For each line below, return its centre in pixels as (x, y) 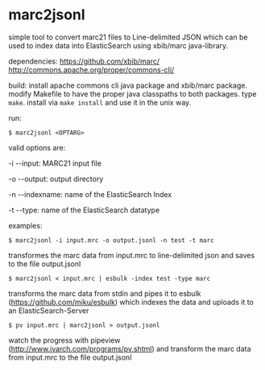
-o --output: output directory (56, 179)
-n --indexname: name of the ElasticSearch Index (90, 194)
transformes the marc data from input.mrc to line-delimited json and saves (132, 255)
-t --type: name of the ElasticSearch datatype (84, 210)
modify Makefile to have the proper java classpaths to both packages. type (132, 93)
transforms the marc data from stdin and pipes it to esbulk (105, 293)
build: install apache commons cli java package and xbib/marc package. (128, 85)
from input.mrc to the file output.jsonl (70, 357)
